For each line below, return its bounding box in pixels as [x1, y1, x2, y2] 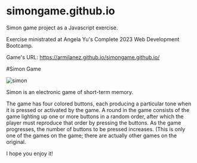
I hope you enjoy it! [6, 150, 53, 157]
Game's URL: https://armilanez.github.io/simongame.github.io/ [6, 53, 160, 61]
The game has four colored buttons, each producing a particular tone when [6, 100, 192, 107]
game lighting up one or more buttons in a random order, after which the [6, 113, 184, 120]
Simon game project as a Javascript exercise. [6, 24, 118, 31]
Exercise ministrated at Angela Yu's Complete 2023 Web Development [6, 35, 180, 43]
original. [6, 138, 26, 145]
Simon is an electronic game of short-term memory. [6, 88, 134, 95]
